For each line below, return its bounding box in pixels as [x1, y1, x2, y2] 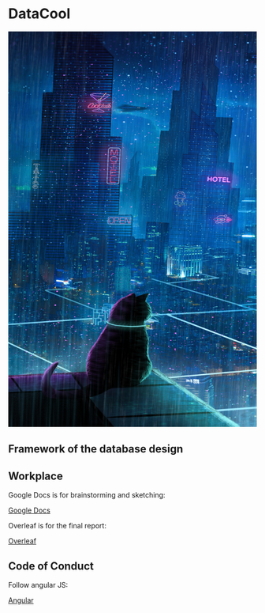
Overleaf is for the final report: [8, 521, 106, 531]
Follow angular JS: [8, 580, 69, 589]
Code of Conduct [8, 559, 95, 573]
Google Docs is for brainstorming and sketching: [8, 490, 166, 500]
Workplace [8, 469, 63, 482]
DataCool [8, 5, 71, 23]
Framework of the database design [8, 442, 184, 456]
